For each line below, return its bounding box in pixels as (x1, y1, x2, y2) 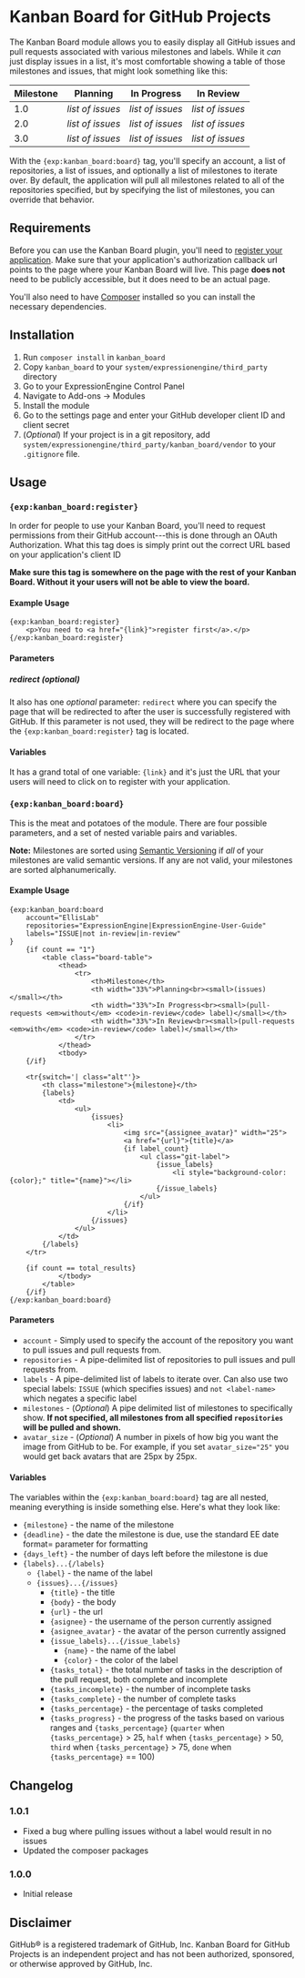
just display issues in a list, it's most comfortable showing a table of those (9, 56, 286, 66)
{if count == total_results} (25, 1263, 137, 1273)
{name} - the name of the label (63, 1645, 176, 1656)
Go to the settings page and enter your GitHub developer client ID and (22, 410, 286, 421)
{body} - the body (49, 1597, 117, 1608)
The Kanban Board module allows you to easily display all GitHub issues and (9, 36, 296, 47)
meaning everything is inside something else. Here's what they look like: (9, 1502, 280, 1513)
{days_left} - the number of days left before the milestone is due (22, 1548, 269, 1559)
